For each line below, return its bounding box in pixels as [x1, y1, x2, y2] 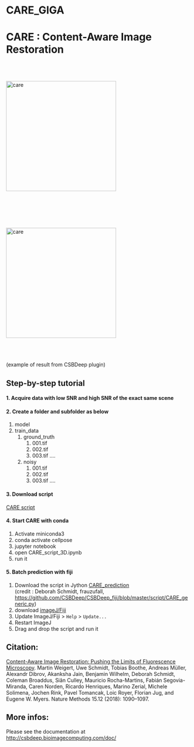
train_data [14, 427, 39, 435]
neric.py [14, 600, 35, 607]
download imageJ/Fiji [14, 606, 66, 614]
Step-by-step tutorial [6, 378, 85, 388]
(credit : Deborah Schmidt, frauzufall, [14, 588, 104, 595]
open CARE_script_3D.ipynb [14, 549, 82, 556]
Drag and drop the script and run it [14, 625, 98, 632]
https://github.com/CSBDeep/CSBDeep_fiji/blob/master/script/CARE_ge [14, 594, 188, 601]
